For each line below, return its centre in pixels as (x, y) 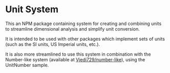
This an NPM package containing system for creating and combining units (83, 23)
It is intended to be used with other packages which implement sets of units (85, 39)
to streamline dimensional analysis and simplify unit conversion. (72, 29)
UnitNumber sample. (27, 65)
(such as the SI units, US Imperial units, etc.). (53, 44)
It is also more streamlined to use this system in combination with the (78, 54)
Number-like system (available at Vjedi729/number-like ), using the (75, 59)
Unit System (32, 9)
